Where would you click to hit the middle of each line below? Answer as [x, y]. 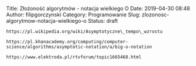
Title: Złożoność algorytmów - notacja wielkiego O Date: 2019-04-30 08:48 [98, 8]
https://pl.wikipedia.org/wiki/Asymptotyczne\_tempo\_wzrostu [84, 32]
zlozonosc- [155, 15]
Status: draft [103, 21]
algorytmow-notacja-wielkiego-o [46, 21]
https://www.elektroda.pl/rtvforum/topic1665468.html [74, 57]
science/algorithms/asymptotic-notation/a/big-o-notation [79, 47]
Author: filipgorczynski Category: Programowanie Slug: [73, 15]
